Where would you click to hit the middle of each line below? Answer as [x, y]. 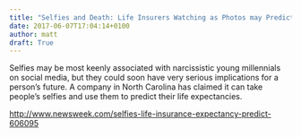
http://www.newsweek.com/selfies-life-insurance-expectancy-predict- [140, 114]
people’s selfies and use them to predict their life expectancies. [126, 97]
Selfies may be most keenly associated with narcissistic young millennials [145, 68]
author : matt [34, 34]
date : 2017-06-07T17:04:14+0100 [69, 26]
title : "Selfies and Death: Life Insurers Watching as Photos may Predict [152, 17]
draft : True [31, 43]
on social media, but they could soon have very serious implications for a [144, 78]
